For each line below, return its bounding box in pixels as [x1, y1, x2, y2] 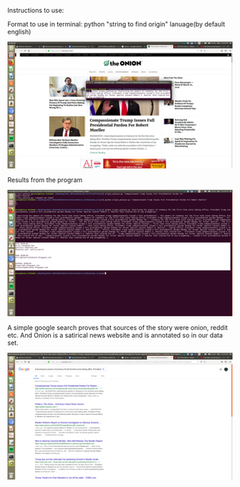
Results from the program [7, 175, 83, 184]
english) [7, 28, 31, 36]
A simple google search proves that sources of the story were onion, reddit [7, 323, 229, 331]
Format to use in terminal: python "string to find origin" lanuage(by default [7, 20, 226, 28]
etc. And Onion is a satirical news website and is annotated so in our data [7, 331, 224, 339]
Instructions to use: [7, 6, 64, 14]
